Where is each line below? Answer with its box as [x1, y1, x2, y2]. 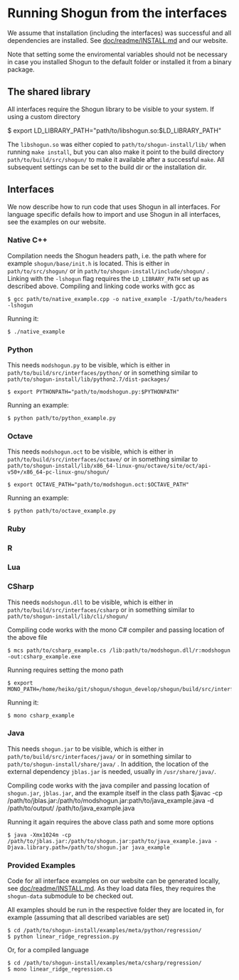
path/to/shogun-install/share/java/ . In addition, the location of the [7, 760, 209, 768]
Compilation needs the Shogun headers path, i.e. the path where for [7, 251, 207, 260]
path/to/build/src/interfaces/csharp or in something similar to [7, 605, 195, 614]
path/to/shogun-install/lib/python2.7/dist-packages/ [7, 376, 171, 383]
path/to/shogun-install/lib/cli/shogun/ [7, 613, 129, 620]
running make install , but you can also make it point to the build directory [7, 148, 224, 156]
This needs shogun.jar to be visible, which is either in [7, 744, 164, 753]
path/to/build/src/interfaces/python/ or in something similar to [7, 369, 198, 377]
